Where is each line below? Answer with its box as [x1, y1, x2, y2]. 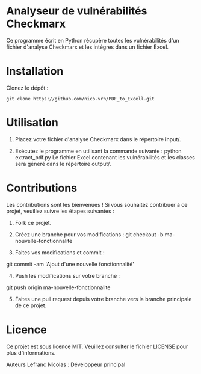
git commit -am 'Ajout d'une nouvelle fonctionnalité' [6, 260, 134, 268]
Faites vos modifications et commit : [14, 248, 105, 256]
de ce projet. [14, 302, 47, 309]
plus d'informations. [6, 349, 56, 356]
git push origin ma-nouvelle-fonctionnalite [6, 284, 111, 291]
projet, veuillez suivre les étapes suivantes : [6, 207, 114, 215]
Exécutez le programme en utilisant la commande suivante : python [14, 147, 182, 155]
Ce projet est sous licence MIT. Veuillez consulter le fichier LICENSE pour [6, 343, 188, 350]
